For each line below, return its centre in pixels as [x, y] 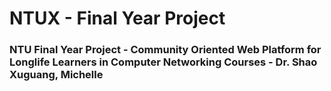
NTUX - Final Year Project [117, 18]
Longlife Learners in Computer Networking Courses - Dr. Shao [163, 62]
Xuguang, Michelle [56, 75]
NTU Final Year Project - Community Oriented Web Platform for [165, 50]
